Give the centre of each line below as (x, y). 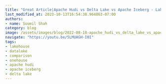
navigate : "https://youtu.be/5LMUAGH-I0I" (49, 38)
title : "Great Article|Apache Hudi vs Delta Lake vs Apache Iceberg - (79, 10)
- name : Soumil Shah (26, 23)
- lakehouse (17, 46)
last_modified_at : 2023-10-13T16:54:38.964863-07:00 (61, 14)
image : (12, 33)
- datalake (16, 51)
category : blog (21, 28)
